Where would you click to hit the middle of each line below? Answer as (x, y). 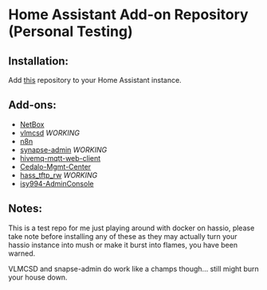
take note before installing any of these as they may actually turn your (123, 236)
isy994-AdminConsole (57, 183)
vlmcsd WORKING (49, 132)
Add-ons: (33, 105)
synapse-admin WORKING (63, 150)
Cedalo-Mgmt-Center (55, 167)
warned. (22, 253)
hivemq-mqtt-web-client (60, 158)
